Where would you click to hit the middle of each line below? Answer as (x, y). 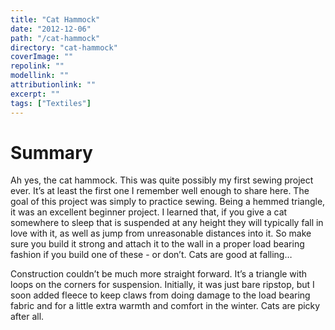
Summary (51, 152)
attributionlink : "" (53, 85)
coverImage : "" (42, 57)
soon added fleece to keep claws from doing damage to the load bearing (160, 295)
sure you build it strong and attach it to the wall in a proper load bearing (157, 244)
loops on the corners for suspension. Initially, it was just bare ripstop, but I (162, 285)
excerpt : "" (35, 94)
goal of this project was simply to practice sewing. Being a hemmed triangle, (168, 202)
